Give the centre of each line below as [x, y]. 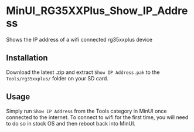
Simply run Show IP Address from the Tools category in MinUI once [86, 111]
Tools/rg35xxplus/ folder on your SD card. [57, 78]
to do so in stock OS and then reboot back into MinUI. [71, 123]
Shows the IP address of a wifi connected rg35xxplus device [79, 39]
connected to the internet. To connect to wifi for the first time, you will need [97, 117]
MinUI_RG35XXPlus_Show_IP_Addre [97, 11]
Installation [27, 58]
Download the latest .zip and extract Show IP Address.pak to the [83, 72]
